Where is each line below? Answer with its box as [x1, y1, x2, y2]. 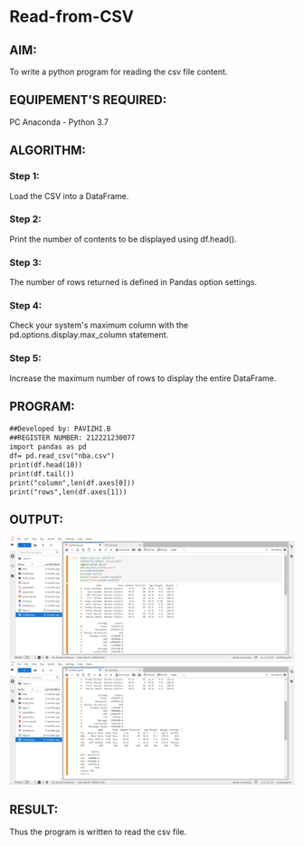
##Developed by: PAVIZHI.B [9, 423, 111, 433]
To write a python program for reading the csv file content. [9, 66, 228, 77]
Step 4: [9, 299, 43, 312]
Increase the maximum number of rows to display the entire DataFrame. [9, 373, 277, 384]
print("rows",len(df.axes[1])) [9, 487, 128, 497]
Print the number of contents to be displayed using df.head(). [9, 233, 237, 244]
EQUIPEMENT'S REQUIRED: [9, 92, 167, 108]
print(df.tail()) [9, 469, 75, 479]
